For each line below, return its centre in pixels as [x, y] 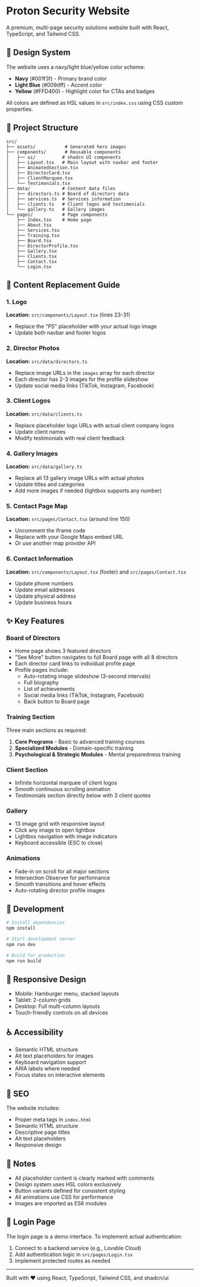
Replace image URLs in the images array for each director [85, 373]
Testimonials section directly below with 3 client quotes [83, 796]
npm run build [24, 961]
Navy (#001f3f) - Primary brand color [61, 78]
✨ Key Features [35, 621]
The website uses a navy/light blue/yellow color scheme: [76, 67]
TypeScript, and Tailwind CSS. [43, 33]
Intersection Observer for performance [62, 877]
